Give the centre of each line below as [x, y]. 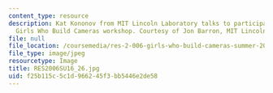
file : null [27, 38]
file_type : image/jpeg [47, 53]
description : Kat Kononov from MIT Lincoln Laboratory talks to [119, 23]
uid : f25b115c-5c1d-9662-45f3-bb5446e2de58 [83, 76]
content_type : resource [49, 16]
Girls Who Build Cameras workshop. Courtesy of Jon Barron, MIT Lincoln [141, 31]
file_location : [34, 46]
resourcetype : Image [43, 61]
